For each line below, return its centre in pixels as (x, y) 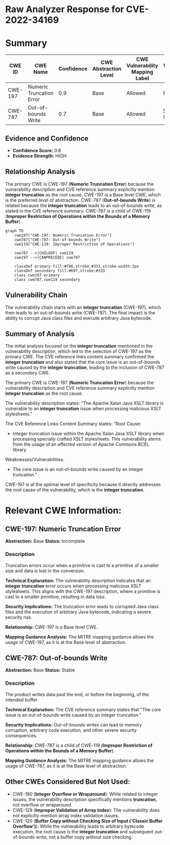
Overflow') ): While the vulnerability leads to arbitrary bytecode (78, 826)
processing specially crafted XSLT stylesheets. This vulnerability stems (87, 439)
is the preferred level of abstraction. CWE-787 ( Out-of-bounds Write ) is (80, 200)
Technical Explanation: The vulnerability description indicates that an (78, 580)
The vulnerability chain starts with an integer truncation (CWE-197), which (83, 307)
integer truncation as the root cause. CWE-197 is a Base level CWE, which (83, 195)
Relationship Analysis (40, 172)
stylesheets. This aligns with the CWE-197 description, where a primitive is (83, 591)
